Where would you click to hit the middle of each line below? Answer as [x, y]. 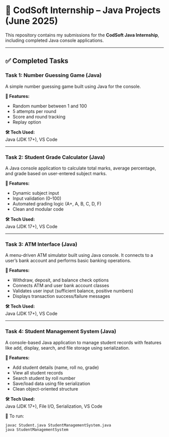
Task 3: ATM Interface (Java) [41, 244]
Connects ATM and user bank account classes [61, 286]
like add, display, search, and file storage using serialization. [68, 348]
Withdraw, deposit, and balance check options [61, 280]
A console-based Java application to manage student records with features [83, 342]
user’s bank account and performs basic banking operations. [68, 261]
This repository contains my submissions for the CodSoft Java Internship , [82, 35]
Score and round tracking [39, 117]
